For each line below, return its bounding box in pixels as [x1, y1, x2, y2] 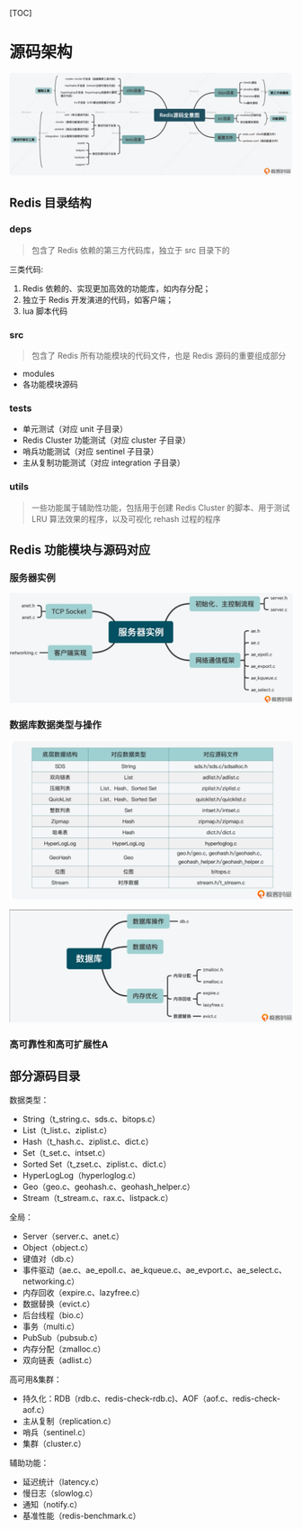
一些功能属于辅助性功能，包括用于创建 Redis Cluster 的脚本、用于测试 [31, 502, 290, 513]
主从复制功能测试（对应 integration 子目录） [22, 457, 186, 468]
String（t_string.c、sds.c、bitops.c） [22, 1113, 160, 1124]
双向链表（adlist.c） [22, 1354, 97, 1365]
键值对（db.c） [22, 1253, 79, 1264]
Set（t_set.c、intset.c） [22, 1147, 111, 1158]
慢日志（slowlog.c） [22, 1488, 98, 1498]
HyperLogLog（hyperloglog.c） [22, 1169, 141, 1180]
